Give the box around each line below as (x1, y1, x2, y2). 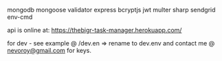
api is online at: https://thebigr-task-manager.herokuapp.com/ (7, 26, 182, 34)
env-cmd (7, 13, 33, 21)
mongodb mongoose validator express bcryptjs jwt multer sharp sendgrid (7, 6, 216, 14)
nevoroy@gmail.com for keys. (7, 47, 91, 54)
